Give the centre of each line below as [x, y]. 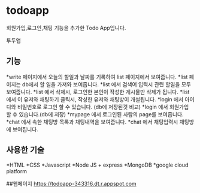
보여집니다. [25, 129]
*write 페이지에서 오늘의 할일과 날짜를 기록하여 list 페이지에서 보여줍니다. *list [97, 77]
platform [16, 171]
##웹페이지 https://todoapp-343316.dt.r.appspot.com [71, 183]
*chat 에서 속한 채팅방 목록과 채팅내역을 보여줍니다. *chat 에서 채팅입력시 [92, 122]
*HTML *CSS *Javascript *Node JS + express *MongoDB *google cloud [97, 165]
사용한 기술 [25, 150]
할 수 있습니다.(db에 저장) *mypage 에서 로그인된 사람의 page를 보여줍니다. [95, 114]
